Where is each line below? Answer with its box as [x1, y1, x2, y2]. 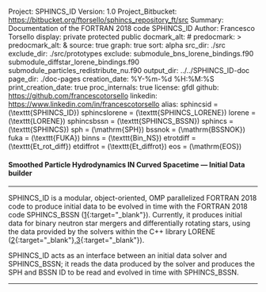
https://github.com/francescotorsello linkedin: [8, 91, 158, 100]
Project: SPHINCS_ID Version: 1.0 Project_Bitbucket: [8, 7, 177, 16]
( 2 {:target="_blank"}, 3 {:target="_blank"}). [8, 236, 145, 245]
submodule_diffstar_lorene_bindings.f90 [8, 57, 140, 67]
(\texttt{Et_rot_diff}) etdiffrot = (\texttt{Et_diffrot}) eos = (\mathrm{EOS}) [8, 142, 242, 151]
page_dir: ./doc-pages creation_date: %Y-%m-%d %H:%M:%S [8, 75, 215, 83]
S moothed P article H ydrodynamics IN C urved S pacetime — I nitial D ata [8, 159, 245, 169]
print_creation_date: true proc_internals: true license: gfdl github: [8, 83, 219, 92]
